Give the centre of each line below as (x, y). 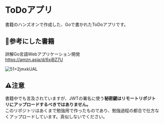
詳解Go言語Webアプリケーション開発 (43, 54)
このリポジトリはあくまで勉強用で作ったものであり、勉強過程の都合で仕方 (80, 110)
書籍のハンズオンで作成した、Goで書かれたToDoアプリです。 (67, 24)
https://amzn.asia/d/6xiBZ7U (34, 60)
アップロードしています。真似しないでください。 (58, 116)
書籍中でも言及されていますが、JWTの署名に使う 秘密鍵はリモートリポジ (78, 98)
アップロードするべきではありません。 (52, 104)
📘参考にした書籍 (30, 41)
